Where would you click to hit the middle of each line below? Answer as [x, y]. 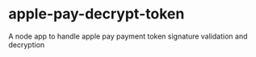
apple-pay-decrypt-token [97, 14]
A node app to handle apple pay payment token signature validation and [128, 36]
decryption [27, 44]
